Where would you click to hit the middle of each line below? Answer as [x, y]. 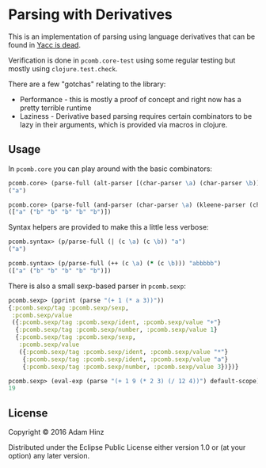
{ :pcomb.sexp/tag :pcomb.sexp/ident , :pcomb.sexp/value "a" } [125, 359]
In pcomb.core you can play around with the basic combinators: [110, 169]
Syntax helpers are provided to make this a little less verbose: [108, 227]
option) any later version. [49, 456]
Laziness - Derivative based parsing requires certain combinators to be [136, 116]
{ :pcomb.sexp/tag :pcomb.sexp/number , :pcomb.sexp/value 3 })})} [131, 367]
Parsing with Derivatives [90, 15]
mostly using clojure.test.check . [63, 68]
